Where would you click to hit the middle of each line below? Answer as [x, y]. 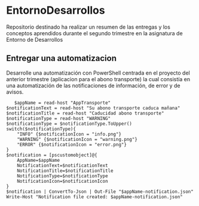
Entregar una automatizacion [61, 58]
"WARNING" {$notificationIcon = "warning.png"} [77, 139]
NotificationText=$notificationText [63, 165]
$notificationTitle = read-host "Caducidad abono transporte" [85, 113]
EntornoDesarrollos [56, 10]
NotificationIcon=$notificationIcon [63, 181]
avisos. [15, 92]
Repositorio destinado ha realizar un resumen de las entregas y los [88, 27]
